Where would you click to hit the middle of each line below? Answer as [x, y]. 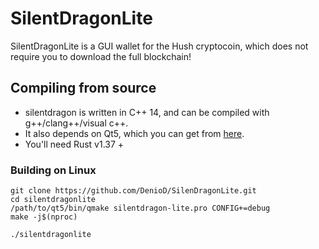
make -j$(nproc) [44, 217]
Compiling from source [83, 88]
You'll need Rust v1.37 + [74, 144]
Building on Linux [53, 170]
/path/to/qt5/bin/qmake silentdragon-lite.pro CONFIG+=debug [140, 208]
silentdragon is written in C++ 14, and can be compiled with [147, 112]
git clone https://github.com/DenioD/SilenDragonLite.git [133, 191]
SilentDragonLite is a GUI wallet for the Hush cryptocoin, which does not [159, 46]
